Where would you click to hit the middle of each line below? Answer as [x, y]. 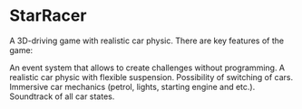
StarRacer [48, 16]
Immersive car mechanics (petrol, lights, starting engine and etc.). [132, 86]
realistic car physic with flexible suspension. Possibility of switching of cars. [151, 77]
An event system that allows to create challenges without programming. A [147, 68]
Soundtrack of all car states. [62, 96]
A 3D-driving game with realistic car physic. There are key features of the [146, 41]
